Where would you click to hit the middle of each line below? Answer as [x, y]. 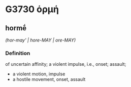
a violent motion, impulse [39, 74]
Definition [18, 53]
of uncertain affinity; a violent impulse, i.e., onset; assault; [66, 64]
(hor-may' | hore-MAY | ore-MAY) [41, 40]
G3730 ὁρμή [32, 9]
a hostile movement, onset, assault [49, 79]
